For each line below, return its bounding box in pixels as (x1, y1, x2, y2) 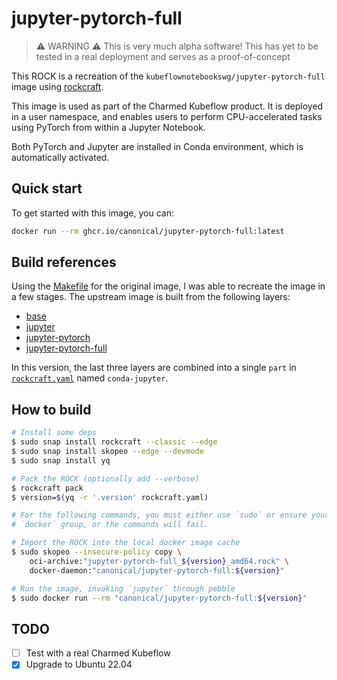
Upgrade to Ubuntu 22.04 (25, 658, 133, 671)
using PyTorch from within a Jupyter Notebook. (11, 121, 206, 133)
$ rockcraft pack (11, 483, 84, 493)
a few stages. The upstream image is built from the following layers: (11, 291, 291, 303)
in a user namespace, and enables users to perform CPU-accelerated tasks (11, 110, 323, 122)
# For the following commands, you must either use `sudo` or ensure (11, 510, 308, 521)
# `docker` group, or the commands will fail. (11, 520, 209, 530)
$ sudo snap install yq (11, 455, 111, 466)
